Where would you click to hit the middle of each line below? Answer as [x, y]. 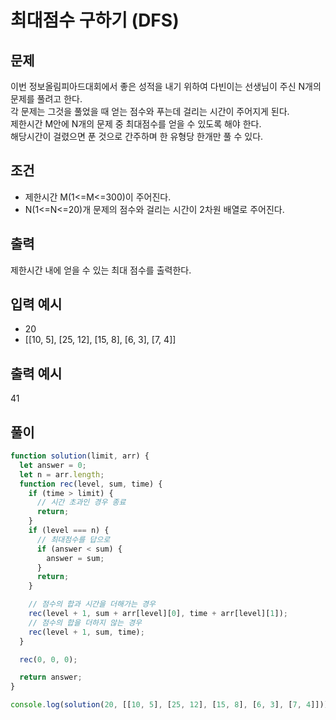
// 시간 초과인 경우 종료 [81, 502]
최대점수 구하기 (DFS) [95, 20]
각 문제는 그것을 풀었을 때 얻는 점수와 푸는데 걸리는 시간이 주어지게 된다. [150, 111]
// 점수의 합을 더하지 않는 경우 [85, 622]
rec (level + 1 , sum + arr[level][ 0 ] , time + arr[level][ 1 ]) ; [158, 614]
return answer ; [51, 677]
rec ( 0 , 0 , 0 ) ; [48, 659]
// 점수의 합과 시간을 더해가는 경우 [92, 604]
